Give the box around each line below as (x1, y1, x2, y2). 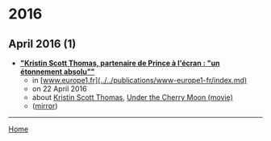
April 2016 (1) (8, 37, 77, 51)
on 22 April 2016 (31, 84, 87, 93)
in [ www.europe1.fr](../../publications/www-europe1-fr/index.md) (31, 76, 248, 85)
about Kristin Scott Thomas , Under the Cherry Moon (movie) (31, 93, 234, 102)
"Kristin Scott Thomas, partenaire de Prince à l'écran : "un (19, 58, 220, 68)
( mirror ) (31, 102, 58, 110)
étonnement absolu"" (19, 67, 95, 77)
